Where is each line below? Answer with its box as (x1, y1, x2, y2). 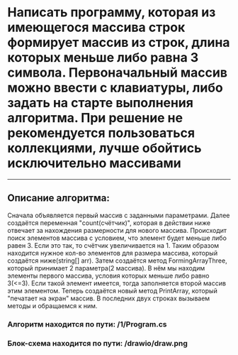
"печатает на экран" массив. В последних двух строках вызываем (7, 294, 210, 302)
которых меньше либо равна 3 (7, 50, 199, 66)
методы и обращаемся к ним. (7, 301, 98, 310)
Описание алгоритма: (7, 192, 110, 204)
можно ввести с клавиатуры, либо (7, 80, 223, 96)
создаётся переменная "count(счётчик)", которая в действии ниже (7, 218, 211, 227)
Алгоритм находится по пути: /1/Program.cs (7, 319, 167, 329)
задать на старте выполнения (7, 95, 193, 111)
